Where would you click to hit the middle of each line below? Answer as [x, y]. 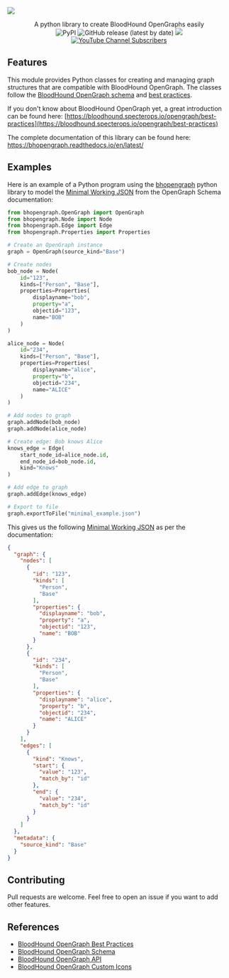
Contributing [36, 880]
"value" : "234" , [63, 798]
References [33, 927]
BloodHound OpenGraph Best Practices [76, 944]
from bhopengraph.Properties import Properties [79, 232]
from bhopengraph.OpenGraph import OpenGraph [76, 212]
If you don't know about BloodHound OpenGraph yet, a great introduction [114, 108]
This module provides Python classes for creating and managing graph [111, 80]
